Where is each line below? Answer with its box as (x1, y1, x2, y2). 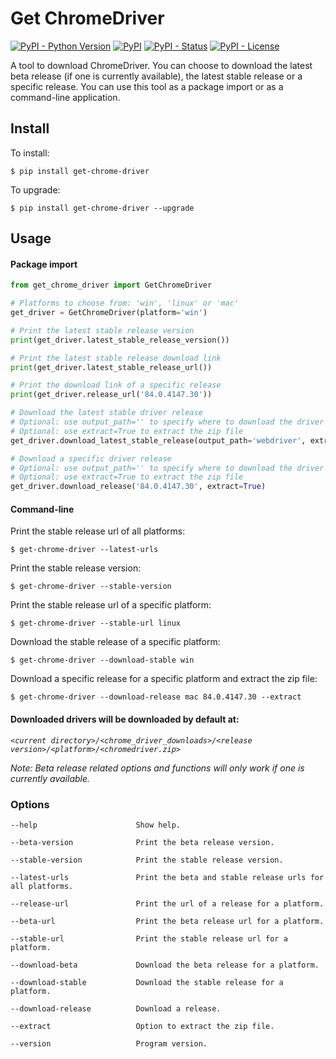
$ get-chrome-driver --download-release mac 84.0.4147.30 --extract (10, 692, 302, 702)
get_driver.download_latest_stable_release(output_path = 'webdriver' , (10, 435, 307, 446)
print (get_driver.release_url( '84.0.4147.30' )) (10, 390, 213, 400)
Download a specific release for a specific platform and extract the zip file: (10, 673, 318, 685)
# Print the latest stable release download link (10, 353, 222, 363)
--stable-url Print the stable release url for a (10, 933, 288, 944)
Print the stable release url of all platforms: (10, 525, 186, 537)
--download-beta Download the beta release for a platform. (10, 960, 320, 970)
